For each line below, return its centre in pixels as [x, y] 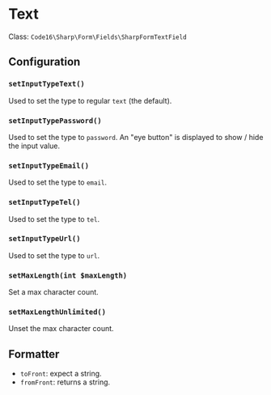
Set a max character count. [53, 292]
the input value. [34, 146]
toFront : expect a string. [61, 374]
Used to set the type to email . [58, 182]
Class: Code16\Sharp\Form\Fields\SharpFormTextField [98, 36]
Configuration [44, 62]
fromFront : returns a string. [65, 382]
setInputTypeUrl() [44, 239]
